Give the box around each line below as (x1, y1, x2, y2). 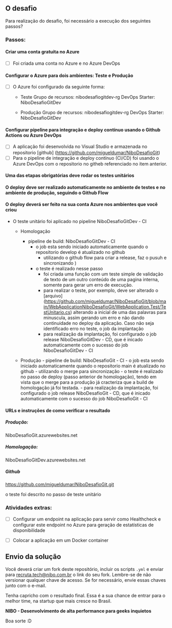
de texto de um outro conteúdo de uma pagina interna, (43, 276, 159, 282)
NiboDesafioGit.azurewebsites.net (5, 432, 78, 438)
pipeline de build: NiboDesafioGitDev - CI (28, 238, 116, 244)
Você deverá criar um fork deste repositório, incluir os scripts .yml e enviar (5, 566, 164, 572)
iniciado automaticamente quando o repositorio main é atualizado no (20, 362, 166, 369)
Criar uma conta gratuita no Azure (5, 49, 80, 55)
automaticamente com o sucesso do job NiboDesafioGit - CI (20, 395, 148, 401)
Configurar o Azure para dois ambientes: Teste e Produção (5, 72, 133, 79)
